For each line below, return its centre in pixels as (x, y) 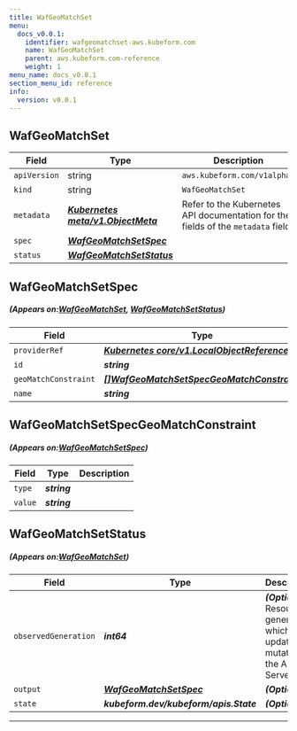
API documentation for (228, 215)
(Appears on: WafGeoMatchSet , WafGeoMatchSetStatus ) (118, 309)
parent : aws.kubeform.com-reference (93, 58)
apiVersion (36, 175)
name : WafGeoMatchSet (65, 51)
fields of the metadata (226, 227)
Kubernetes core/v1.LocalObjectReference (196, 350)
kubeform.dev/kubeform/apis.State (180, 704)
